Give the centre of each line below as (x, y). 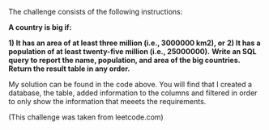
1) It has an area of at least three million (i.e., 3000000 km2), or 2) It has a (134, 43)
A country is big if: (40, 27)
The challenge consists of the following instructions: (96, 12)
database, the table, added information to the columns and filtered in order (133, 93)
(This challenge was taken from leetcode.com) (86, 117)
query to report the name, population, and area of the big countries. (124, 60)
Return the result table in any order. (69, 69)
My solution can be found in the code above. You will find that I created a (130, 84)
